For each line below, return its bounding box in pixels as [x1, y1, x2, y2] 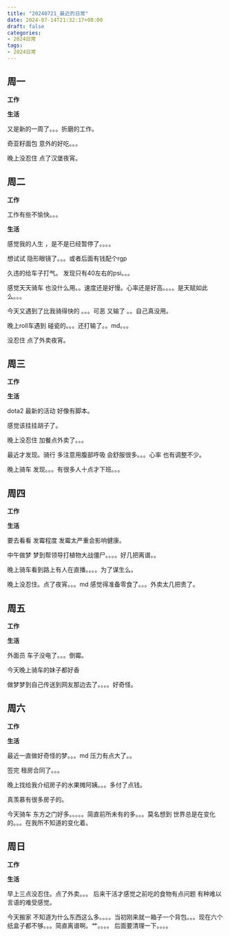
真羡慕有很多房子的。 [7, 795, 67, 803]
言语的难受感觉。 [7, 898, 56, 906]
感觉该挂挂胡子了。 [7, 422, 62, 430]
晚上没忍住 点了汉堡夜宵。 [7, 154, 81, 162]
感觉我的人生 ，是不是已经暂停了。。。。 [7, 239, 115, 248]
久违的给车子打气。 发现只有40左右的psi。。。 [7, 269, 134, 277]
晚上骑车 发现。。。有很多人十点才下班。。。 [7, 466, 124, 474]
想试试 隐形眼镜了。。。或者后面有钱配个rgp [7, 254, 127, 262]
